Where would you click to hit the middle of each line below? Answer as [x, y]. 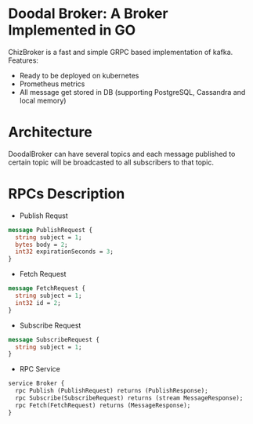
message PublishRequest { [50, 230]
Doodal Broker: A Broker [88, 14]
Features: [23, 60]
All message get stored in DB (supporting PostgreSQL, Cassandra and [132, 92]
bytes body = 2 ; [42, 245]
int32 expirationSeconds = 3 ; [64, 252]
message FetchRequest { [47, 288]
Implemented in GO [72, 30]
